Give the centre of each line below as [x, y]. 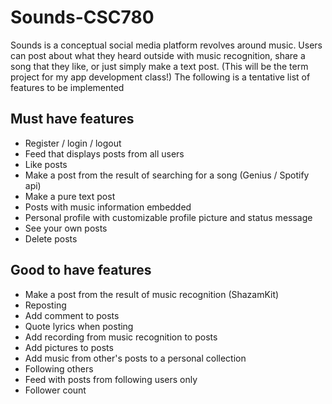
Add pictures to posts [69, 347]
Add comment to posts [72, 315]
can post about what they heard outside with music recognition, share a [158, 55]
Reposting [45, 305]
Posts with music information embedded [108, 207]
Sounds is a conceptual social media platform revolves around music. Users [166, 45]
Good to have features [81, 270]
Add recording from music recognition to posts [121, 337]
